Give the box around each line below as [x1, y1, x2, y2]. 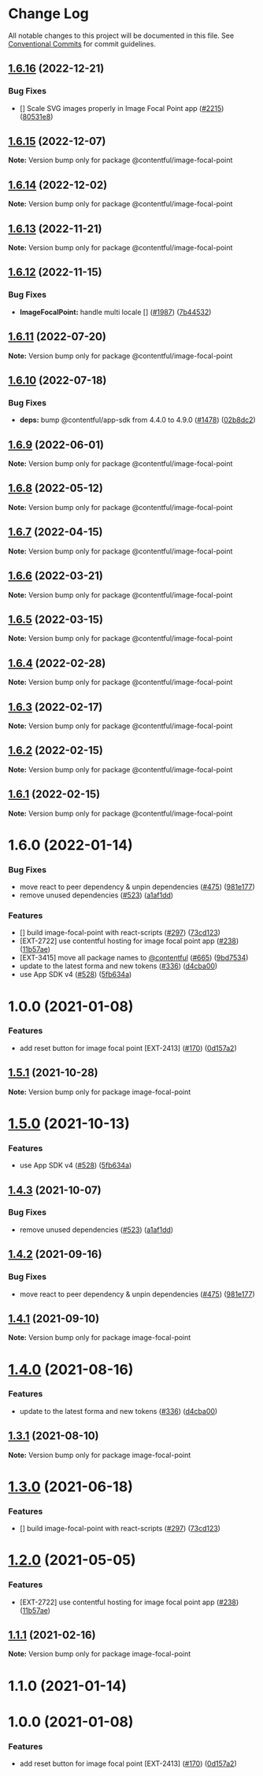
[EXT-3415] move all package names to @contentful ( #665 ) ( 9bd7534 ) [19, 953, 249, 963]
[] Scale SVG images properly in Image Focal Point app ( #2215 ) [19, 103, 224, 113]
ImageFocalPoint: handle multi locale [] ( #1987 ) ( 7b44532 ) [19, 307, 212, 316]
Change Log [8, 5, 89, 23]
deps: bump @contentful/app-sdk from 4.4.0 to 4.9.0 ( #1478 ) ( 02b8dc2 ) [19, 415, 256, 425]
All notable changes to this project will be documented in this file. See [8, 31, 235, 40]
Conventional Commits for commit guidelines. [8, 39, 156, 48]
